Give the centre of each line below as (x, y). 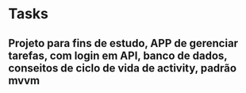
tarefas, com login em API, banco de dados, (118, 55)
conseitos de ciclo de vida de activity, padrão (122, 68)
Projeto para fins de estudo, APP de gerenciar (123, 43)
